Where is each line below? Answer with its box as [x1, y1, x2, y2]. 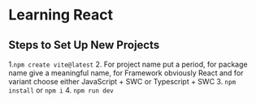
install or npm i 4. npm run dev [8, 85, 114, 95]
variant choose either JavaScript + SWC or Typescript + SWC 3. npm [8, 77, 236, 86]
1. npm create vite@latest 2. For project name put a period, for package [8, 59, 248, 69]
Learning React [8, 6, 114, 24]
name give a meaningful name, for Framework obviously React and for [8, 68, 244, 78]
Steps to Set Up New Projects [8, 38, 160, 52]
